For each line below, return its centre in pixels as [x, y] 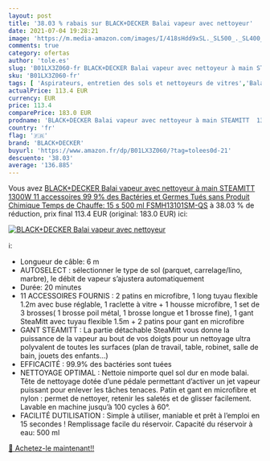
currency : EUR [32, 98]
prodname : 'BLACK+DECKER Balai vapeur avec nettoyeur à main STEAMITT [129, 121]
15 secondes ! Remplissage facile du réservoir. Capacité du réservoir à [136, 424]
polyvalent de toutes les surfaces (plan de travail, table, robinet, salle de [139, 348]
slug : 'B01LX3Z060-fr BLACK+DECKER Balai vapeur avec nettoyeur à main [131, 68]
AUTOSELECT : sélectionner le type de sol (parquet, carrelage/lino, [131, 270]
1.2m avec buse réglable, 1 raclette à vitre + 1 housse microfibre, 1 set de [139, 305]
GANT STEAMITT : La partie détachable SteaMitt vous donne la [125, 330]
